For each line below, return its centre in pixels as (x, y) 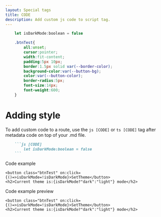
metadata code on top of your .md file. (46, 135)
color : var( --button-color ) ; (53, 76)
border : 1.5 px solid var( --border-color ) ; (68, 66)
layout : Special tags (28, 10)
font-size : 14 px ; (41, 86)
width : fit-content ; (44, 57)
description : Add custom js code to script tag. (58, 19)
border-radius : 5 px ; (44, 81)
